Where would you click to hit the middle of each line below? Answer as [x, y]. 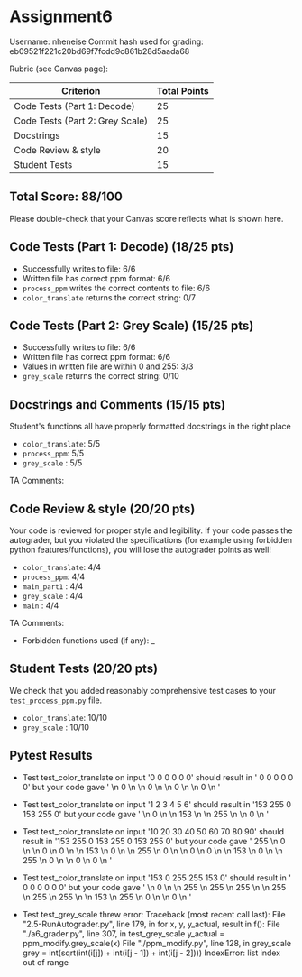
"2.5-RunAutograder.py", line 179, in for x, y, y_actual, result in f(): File [151, 924]
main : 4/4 [41, 605]
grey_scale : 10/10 [56, 727]
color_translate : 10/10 [65, 717]
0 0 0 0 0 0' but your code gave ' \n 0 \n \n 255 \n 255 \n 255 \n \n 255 [154, 887]
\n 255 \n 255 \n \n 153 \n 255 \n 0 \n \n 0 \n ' [107, 897]
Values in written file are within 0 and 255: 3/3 [108, 366]
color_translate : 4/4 [62, 567]
